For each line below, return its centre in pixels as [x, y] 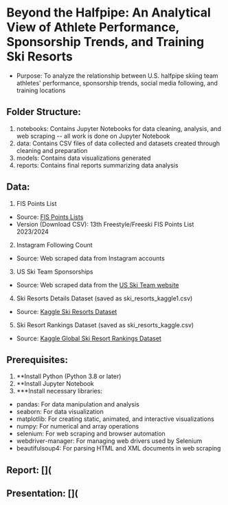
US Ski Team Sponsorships [55, 271]
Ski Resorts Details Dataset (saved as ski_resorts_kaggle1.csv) [104, 298]
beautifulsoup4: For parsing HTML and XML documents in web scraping [118, 449]
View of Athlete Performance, [93, 27]
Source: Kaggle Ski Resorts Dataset [67, 311]
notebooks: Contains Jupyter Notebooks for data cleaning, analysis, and [118, 128]
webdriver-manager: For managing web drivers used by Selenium [109, 441]
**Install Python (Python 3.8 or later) [69, 376]
